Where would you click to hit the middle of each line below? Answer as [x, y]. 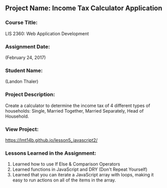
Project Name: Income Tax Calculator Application [84, 8]
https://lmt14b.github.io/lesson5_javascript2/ [51, 140]
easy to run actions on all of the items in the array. [64, 180]
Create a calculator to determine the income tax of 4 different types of [78, 106]
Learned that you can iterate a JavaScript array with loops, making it [83, 175]
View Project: [22, 129]
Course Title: [21, 23]
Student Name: [24, 70]
